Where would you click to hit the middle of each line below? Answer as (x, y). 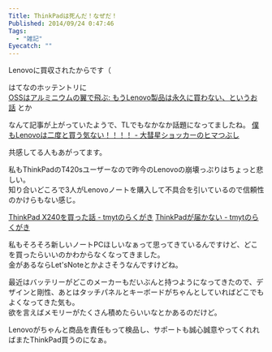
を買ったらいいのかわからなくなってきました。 (86, 255)
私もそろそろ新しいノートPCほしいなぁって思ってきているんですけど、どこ (133, 245)
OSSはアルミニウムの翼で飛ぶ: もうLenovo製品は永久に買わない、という (130, 97)
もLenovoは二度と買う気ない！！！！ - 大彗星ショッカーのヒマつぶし (124, 135)
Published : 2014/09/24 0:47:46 (61, 24)
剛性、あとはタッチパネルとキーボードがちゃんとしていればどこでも (150, 292)
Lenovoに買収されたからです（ (60, 71)
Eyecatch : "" (30, 46)
